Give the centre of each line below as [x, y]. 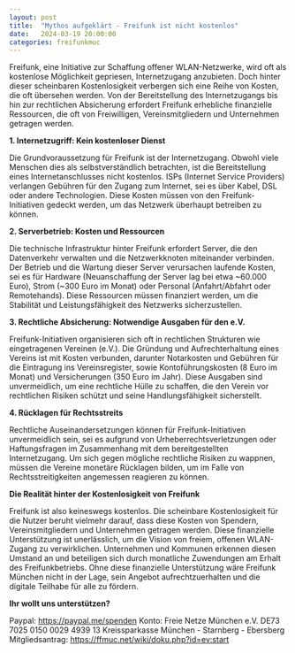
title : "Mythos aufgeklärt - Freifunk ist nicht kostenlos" [124, 26]
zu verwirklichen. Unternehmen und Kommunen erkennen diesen [158, 549]
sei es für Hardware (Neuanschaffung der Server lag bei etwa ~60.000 [138, 277]
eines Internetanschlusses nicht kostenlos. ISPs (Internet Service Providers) [147, 177]
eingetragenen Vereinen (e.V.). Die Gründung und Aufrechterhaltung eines [144, 349]
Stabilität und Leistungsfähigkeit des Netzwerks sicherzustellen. [126, 305]
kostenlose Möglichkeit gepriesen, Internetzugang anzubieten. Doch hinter [145, 77]
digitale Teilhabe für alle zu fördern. [74, 587]
